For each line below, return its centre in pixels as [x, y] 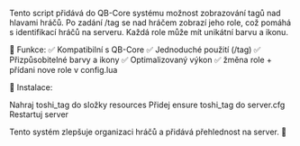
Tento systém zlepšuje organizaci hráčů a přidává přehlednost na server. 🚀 [148, 132]
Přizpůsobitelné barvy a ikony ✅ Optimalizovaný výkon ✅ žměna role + [141, 59]
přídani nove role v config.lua [64, 70]
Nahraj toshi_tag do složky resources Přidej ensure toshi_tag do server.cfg [147, 105]
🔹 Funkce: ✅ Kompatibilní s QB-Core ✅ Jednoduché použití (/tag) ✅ [135, 50]
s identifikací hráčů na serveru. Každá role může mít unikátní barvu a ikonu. [149, 32]
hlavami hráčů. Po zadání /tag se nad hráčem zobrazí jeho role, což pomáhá [150, 23]
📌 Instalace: [31, 87]
